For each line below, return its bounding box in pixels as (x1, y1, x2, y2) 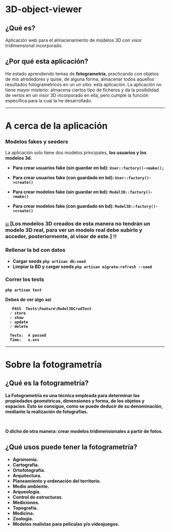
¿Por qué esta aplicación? (5, 57, 89, 66)
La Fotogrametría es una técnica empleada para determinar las (5, 392, 140, 398)
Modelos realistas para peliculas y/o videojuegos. (12, 521, 120, 527)
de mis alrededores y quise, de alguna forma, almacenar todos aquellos (5, 76, 154, 82)
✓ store (10, 311, 26, 316)
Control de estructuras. (12, 494, 63, 500)
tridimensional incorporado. (5, 43, 63, 49)
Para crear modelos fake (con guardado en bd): (12, 203, 114, 209)
